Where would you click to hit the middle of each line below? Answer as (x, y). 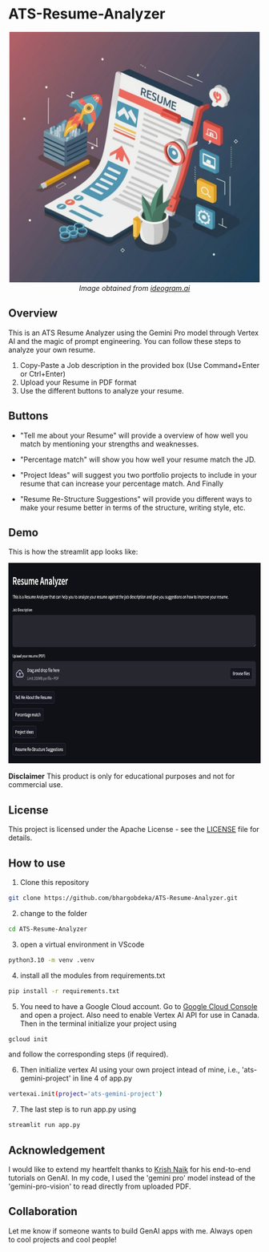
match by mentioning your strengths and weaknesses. (109, 444)
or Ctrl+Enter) (43, 374)
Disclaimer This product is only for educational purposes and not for (122, 776)
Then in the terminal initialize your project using (98, 1024)
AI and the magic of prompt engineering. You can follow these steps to (125, 341)
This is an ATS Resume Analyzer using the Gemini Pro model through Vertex (133, 333)
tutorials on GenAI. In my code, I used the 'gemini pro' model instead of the (132, 1177)
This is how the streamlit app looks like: (73, 552)
